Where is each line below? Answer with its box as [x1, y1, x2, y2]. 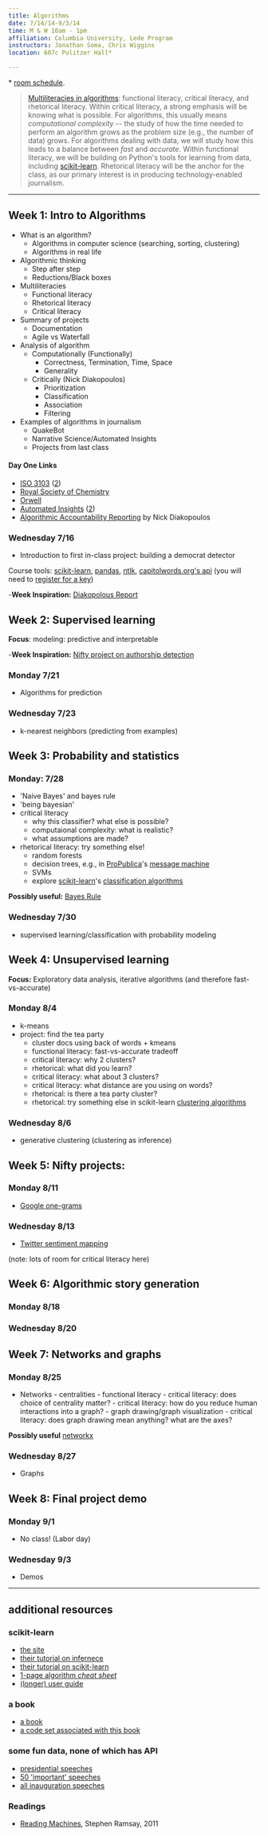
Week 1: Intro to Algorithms [8, 209, 146, 222]
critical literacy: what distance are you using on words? [31, 1080, 213, 1089]
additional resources [8, 1603, 113, 1616]
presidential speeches [19, 1763, 93, 1773]
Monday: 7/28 [8, 773, 64, 784]
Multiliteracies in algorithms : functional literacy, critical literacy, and [27, 94, 250, 102]
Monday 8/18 [8, 1301, 61, 1312]
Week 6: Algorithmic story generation [8, 1277, 200, 1291]
